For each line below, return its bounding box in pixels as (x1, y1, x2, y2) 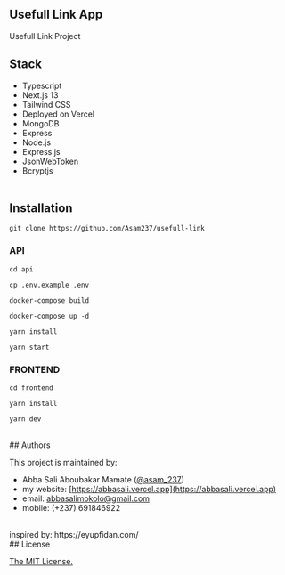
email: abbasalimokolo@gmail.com (21, 493, 150, 504)
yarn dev (9, 415, 42, 424)
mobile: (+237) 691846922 (21, 503, 121, 514)
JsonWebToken (21, 156, 78, 166)
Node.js (21, 137, 52, 148)
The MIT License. (9, 556, 74, 567)
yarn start (9, 343, 50, 352)
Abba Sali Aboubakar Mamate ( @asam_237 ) (21, 474, 185, 485)
